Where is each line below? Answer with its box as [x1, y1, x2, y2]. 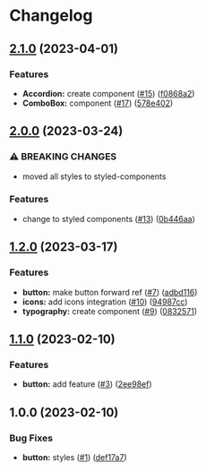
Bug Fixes [9, 432, 54, 444]
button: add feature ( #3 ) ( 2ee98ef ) [21, 379, 152, 390]
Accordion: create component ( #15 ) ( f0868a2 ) [21, 88, 195, 98]
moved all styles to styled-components [21, 171, 167, 182]
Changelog [9, 5, 93, 26]
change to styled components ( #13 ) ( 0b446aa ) [21, 213, 195, 224]
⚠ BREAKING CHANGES [9, 150, 117, 163]
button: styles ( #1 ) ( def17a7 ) [21, 451, 127, 462]
